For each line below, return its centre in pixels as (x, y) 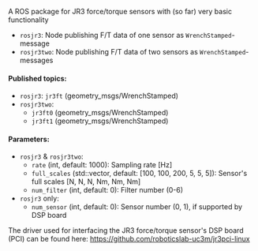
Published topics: (37, 78)
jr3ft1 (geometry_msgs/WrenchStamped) (100, 121)
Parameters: (29, 139)
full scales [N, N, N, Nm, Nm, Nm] (86, 182)
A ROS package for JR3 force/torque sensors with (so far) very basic (120, 11)
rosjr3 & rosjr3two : (52, 156)
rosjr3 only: (39, 199)
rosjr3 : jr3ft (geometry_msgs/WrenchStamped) (99, 96)
